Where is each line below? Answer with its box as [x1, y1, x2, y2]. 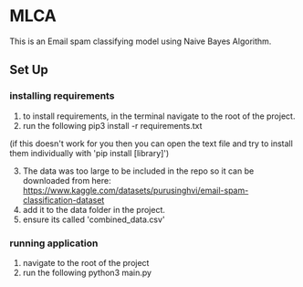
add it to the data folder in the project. [22, 204, 166, 215]
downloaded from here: [22, 175, 111, 186]
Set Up [9, 62, 48, 78]
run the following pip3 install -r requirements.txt [22, 120, 203, 131]
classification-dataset [22, 194, 105, 206]
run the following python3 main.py [22, 267, 152, 278]
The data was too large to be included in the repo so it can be [22, 165, 255, 176]
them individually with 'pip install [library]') [9, 147, 170, 158]
